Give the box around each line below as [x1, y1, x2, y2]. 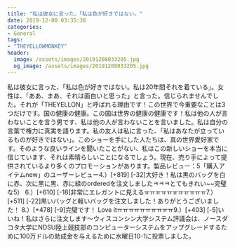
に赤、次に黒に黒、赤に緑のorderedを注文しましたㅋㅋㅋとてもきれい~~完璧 [7, 179, 227, 187]
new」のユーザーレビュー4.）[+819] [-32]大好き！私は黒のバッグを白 [25, 170, 226, 179]
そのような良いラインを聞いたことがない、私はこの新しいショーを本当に [18, 144, 228, 152]
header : [7, 50, 30, 57]
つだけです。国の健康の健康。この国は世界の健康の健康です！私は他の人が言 [7, 109, 228, 117]
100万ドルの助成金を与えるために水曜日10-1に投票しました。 [19, 232, 195, 240]
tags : [7, 36, 23, 44]
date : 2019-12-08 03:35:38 [7, 17, 86, 24]
